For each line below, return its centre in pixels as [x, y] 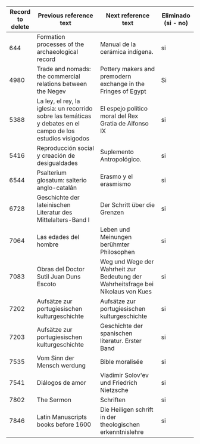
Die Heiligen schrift [127, 410]
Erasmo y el [116, 177]
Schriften [113, 400]
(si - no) [176, 23]
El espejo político [124, 108]
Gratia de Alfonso [124, 123]
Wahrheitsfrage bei [127, 284]
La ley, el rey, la [58, 101]
